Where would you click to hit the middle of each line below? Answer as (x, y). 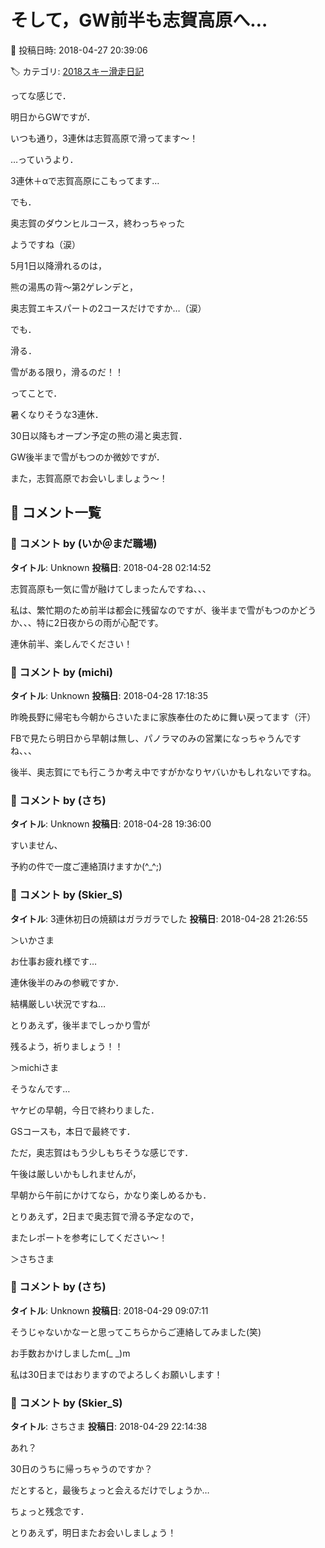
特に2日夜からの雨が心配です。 (100, 622)
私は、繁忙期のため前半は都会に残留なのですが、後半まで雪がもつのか (155, 610)
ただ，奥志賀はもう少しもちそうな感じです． (102, 1152)
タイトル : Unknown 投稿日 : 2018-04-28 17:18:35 (109, 695)
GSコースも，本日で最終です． (73, 1131)
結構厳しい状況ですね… (58, 1003)
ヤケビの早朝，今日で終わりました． (85, 1110)
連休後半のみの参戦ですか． (67, 982)
